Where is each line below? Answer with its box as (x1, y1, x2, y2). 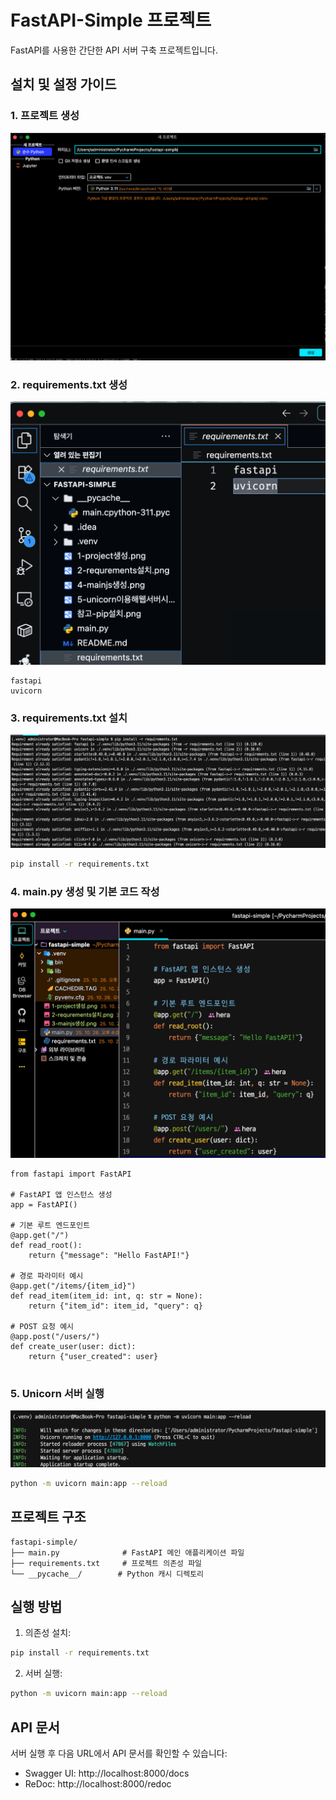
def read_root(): (10, 1240, 83, 1250)
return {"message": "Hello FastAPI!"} (28, 1250, 190, 1260)
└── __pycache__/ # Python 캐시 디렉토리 (10, 1569, 205, 1579)
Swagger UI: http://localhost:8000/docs (24, 1767, 190, 1779)
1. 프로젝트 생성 (10, 109, 80, 123)
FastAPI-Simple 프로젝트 (10, 9, 212, 32)
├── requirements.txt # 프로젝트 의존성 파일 (10, 1558, 203, 1568)
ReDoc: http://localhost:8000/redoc (24, 1777, 172, 1790)
